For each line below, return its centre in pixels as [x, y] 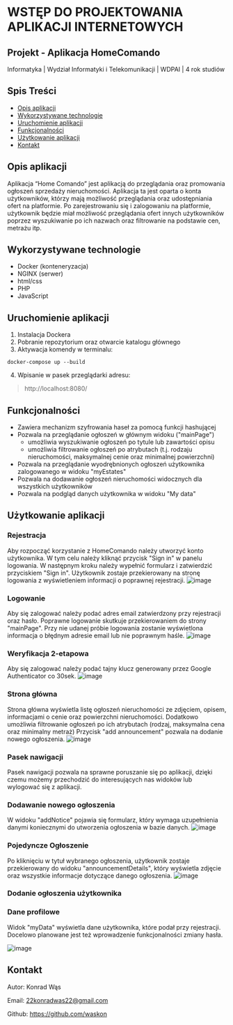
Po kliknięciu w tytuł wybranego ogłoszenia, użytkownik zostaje [98, 861]
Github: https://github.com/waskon [57, 1014]
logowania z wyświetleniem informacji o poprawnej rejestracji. [96, 580]
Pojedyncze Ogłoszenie [48, 845]
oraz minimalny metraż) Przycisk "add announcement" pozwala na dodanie [115, 731]
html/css [30, 281]
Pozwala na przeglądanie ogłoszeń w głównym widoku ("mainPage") [115, 435]
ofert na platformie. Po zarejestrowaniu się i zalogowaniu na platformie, [109, 205]
